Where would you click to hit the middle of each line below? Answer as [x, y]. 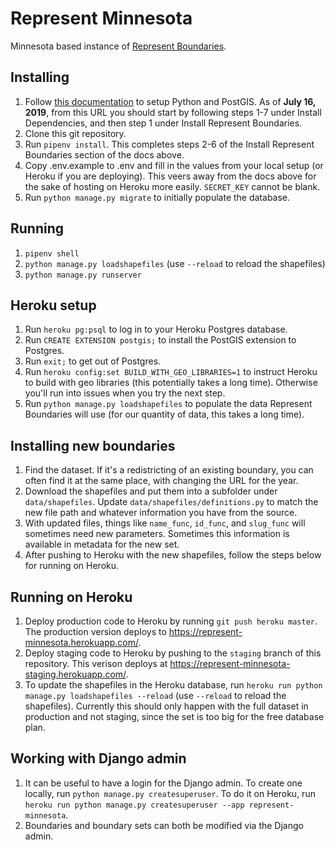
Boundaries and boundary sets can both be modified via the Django [164, 825]
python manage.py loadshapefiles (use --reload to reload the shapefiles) [175, 263]
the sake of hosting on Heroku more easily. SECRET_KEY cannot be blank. [172, 186]
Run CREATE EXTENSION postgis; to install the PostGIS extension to [160, 340]
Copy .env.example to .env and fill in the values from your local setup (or [174, 165]
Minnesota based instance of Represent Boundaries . [118, 46]
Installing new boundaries [93, 445]
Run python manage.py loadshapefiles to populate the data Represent [168, 404]
